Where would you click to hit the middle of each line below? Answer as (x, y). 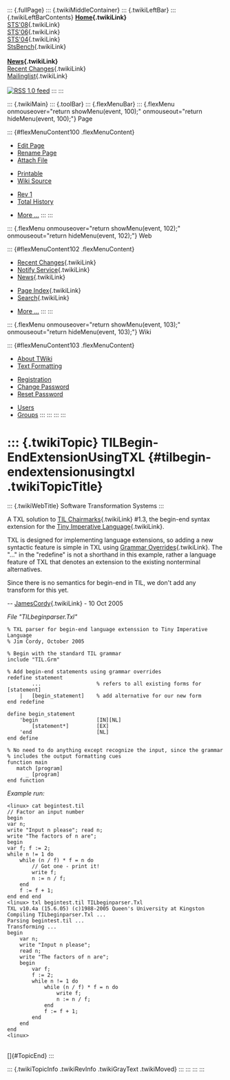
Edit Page (31, 145)
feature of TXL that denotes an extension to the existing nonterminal (104, 561)
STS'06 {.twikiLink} (34, 32)
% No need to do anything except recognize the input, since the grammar (115, 750)
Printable (30, 173)
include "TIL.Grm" (33, 659)
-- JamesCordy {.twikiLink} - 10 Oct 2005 (65, 603)
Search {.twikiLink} (43, 298)
